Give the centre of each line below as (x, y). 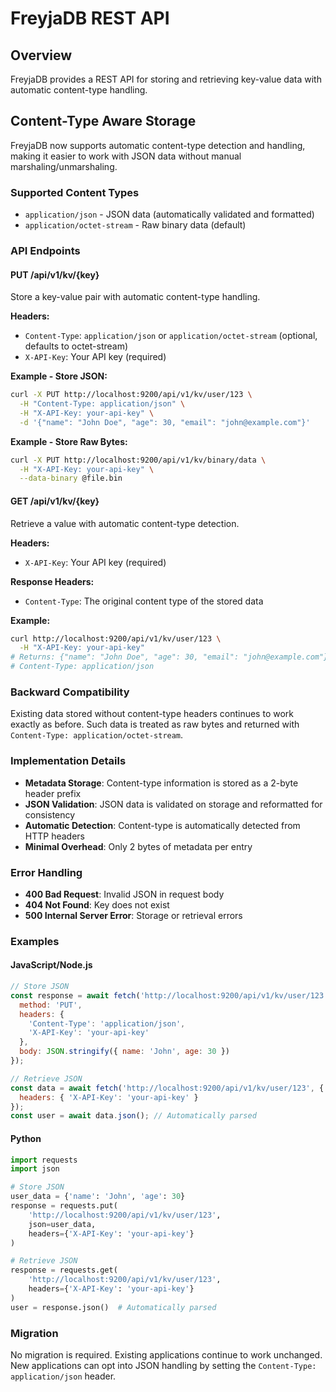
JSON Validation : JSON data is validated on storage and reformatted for (173, 804)
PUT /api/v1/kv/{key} (55, 274)
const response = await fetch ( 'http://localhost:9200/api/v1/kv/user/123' (169, 995)
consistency (50, 814)
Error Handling (46, 872)
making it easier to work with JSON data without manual (126, 156)
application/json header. (63, 1376)
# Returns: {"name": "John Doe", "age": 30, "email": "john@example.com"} (169, 657)
